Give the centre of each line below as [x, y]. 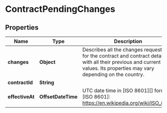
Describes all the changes [113, 50]
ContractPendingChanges [60, 9]
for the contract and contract [116, 56]
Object [47, 62]
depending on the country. [113, 74]
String [47, 83]
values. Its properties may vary [118, 68]
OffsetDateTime [59, 97]
